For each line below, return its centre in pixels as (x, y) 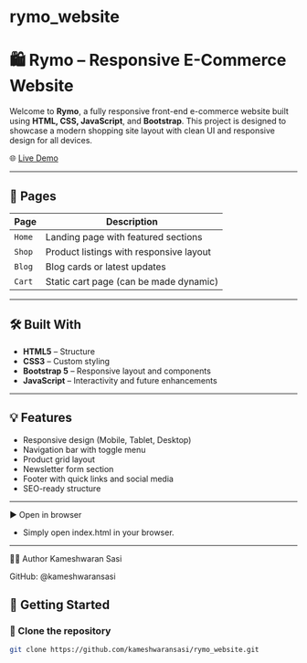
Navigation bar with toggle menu (84, 449)
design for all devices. (51, 141)
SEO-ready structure (62, 488)
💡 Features (41, 418)
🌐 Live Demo (34, 158)
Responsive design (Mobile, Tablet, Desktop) (107, 439)
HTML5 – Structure (59, 351)
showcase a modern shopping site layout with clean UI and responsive (143, 131)
